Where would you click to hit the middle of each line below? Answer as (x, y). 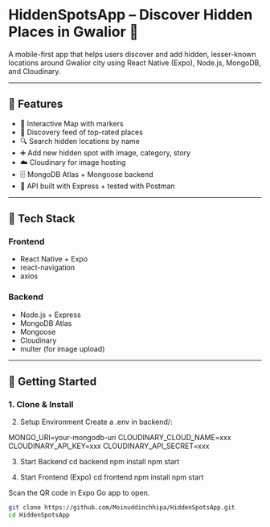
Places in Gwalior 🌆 (74, 32)
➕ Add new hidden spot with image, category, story (105, 152)
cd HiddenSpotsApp (39, 515)
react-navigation (47, 268)
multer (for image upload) (62, 348)
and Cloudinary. (35, 71)
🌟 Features (36, 104)
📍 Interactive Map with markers (72, 123)
